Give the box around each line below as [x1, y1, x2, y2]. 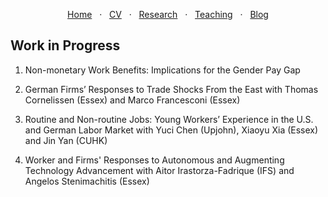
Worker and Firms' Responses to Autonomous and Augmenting [24, 154, 285, 166]
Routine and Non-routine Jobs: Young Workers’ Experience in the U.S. [24, 113, 314, 125]
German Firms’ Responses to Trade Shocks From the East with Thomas [24, 83, 319, 95]
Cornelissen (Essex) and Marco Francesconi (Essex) [24, 94, 241, 106]
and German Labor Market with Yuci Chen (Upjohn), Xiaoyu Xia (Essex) [24, 124, 319, 136]
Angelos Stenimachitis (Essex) [24, 175, 150, 187]
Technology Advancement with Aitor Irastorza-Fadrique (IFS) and [24, 164, 295, 176]
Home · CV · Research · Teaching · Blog [67, 9, 269, 20]
